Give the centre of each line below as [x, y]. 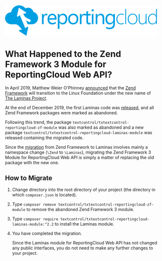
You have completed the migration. [47, 233]
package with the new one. [32, 163]
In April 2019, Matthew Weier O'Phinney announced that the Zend [70, 88]
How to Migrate [29, 178]
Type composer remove [34, 204]
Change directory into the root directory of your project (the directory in [84, 190]
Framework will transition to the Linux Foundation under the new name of [78, 93]
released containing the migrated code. [44, 138]
